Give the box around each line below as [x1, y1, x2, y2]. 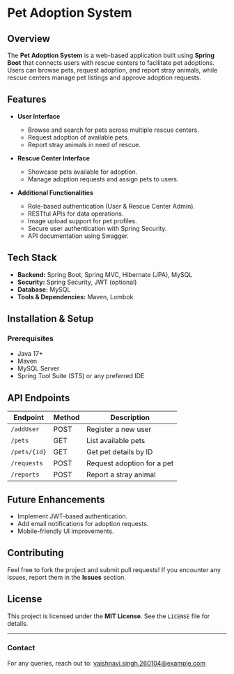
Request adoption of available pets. [27, 133, 130, 141]
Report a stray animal [86, 470, 156, 479]
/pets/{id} [10, 448, 47, 456]
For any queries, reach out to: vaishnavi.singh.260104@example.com [7, 659, 206, 667]
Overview [7, 33, 51, 45]
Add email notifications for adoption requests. [17, 519, 149, 527]
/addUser [10, 426, 40, 433]
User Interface [17, 112, 61, 120]
